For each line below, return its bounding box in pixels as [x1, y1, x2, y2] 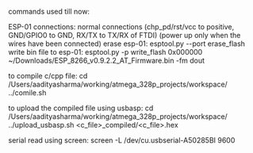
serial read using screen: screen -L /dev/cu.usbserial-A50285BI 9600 [8, 136, 236, 145]
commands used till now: [8, 7, 90, 16]
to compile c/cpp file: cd [8, 71, 88, 80]
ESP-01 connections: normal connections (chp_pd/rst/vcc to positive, [8, 22, 235, 31]
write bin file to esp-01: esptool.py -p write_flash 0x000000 [8, 48, 203, 56]
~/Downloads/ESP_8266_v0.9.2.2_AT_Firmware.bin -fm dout [8, 55, 205, 65]
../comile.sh [8, 88, 47, 98]
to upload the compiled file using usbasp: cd [8, 103, 154, 113]
